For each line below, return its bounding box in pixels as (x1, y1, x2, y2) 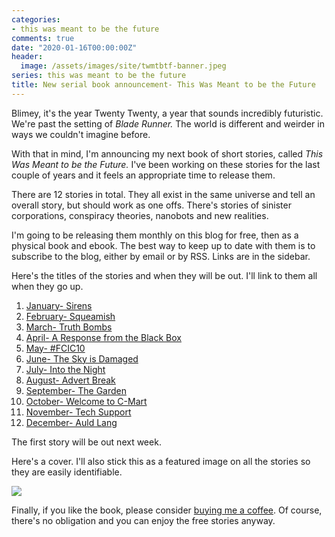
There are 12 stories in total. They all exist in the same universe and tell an (11, 188, 316, 200)
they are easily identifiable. (11, 466, 123, 478)
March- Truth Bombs (25, 321, 113, 333)
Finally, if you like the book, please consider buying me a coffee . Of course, (11, 504, 323, 516)
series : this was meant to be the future (11, 71, 187, 81)
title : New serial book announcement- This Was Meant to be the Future (11, 80, 316, 90)
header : (11, 52, 44, 62)
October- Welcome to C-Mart (25, 395, 148, 407)
